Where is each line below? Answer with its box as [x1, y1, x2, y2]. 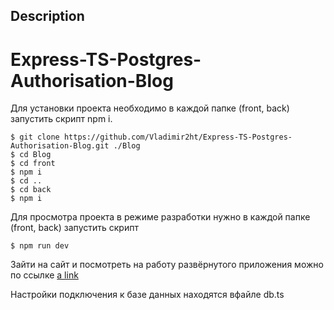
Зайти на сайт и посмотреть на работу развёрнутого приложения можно [10, 259, 324, 271]
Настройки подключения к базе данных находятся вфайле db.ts [10, 289, 285, 301]
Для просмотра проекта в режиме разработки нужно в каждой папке [10, 211, 311, 223]
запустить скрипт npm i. [10, 113, 113, 125]
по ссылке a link [10, 269, 79, 281]
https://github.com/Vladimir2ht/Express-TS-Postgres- [63, 132, 293, 143]
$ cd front [10, 159, 56, 169]
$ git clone [10, 132, 60, 143]
